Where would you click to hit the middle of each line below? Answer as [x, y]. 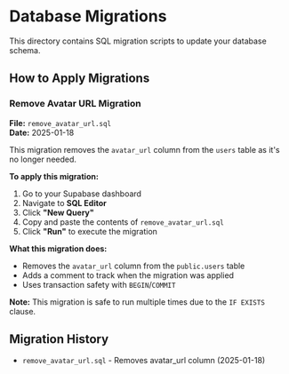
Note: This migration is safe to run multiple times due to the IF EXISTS [137, 302]
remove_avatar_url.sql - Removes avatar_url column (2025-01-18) [144, 361]
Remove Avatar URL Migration [75, 104]
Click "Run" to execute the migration [90, 231]
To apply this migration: [54, 176]
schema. [25, 50]
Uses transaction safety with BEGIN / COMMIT [99, 284]
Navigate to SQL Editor [64, 203]
